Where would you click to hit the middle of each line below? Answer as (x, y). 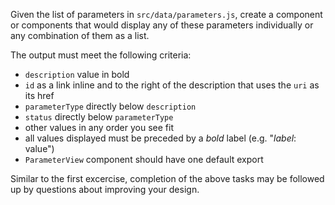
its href (39, 95)
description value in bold (77, 74)
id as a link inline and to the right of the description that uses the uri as (172, 85)
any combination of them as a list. (80, 35)
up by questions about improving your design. (105, 189)
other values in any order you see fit (99, 127)
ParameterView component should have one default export (144, 159)
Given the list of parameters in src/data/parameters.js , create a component (166, 14)
